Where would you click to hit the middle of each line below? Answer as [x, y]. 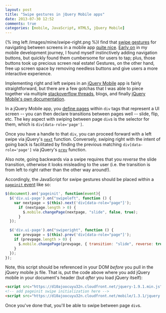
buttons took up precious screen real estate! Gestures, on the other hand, [80, 63]
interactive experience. [28, 74]
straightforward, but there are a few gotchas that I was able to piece [74, 89]
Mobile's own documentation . [35, 99]
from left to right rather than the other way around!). [58, 170]
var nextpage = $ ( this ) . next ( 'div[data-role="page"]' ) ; [73, 203]
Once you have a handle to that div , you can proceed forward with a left [78, 134]
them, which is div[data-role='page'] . [44, 125]
